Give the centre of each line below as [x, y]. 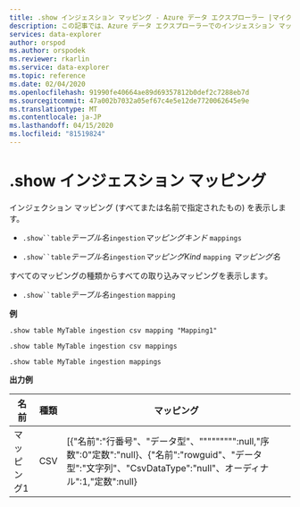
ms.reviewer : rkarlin [50, 59]
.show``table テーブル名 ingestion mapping [99, 294]
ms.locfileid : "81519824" [57, 134]
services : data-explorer [55, 34]
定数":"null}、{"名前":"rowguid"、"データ [177, 454]
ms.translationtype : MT [54, 109]
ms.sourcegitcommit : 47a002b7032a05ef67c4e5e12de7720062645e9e [129, 101]
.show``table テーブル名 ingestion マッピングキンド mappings [132, 237]
